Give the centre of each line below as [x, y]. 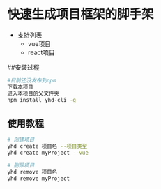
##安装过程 [23, 67]
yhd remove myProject [39, 179]
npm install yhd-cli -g [42, 100]
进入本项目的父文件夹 [33, 93]
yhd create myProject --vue [48, 153]
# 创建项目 [21, 140]
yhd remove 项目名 [32, 172]
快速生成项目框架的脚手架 [81, 14]
